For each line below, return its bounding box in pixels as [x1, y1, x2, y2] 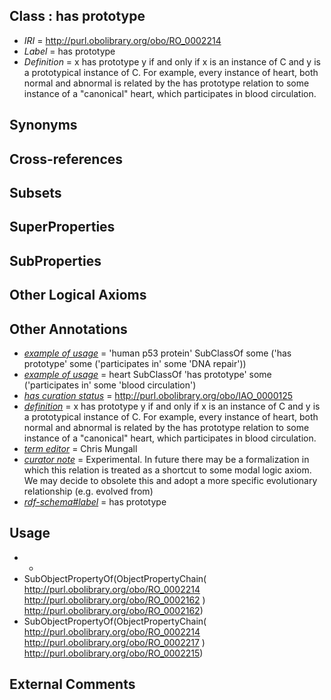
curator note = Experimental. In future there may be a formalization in [23, 453, 310, 465]
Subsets [9, 184, 62, 201]
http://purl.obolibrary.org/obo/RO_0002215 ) [23, 647, 204, 659]
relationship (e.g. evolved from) [23, 485, 154, 497]
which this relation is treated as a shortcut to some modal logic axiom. [23, 464, 312, 476]
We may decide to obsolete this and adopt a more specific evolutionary [23, 474, 318, 486]
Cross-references [9, 150, 124, 168]
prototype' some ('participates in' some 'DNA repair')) [23, 357, 247, 369]
